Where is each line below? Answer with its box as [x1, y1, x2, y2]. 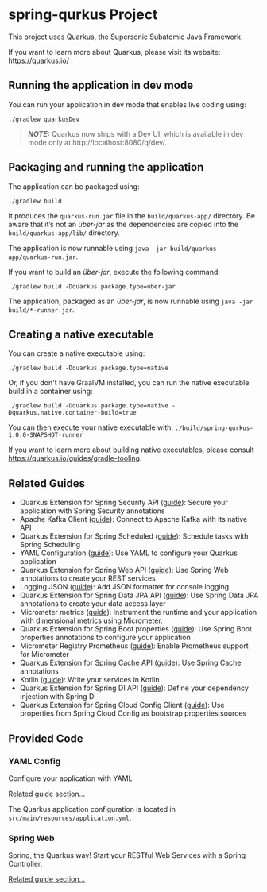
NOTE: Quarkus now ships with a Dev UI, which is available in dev [27, 129, 244, 138]
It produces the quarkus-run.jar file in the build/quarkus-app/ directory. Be [8, 210, 256, 220]
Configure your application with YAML [8, 773, 133, 783]
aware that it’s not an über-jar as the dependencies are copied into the [8, 219, 239, 229]
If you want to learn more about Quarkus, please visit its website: [8, 47, 221, 56]
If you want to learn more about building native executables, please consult [8, 445, 254, 454]
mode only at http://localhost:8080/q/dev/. [27, 137, 168, 147]
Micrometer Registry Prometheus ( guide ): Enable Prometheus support [19, 641, 249, 651]
